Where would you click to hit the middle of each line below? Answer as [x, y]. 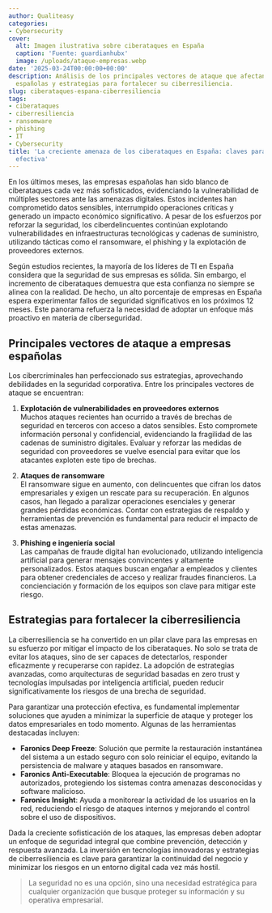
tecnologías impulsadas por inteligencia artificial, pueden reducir [116, 682]
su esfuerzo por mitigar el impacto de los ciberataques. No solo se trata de [133, 648]
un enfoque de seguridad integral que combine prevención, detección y [128, 841]
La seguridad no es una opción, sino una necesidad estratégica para [142, 882]
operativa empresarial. [66, 900]
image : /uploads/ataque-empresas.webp [81, 62]
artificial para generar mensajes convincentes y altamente [117, 560]
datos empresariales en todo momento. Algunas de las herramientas [122, 724]
